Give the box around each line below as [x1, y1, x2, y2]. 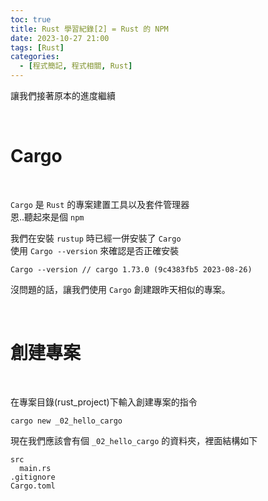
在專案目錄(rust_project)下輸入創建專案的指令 [10, 396, 198, 408]
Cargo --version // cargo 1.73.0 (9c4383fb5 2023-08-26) [10, 264, 253, 275]
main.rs [19, 463, 52, 473]
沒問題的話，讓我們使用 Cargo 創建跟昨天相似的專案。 [10, 283, 231, 295]
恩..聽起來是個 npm [10, 211, 85, 223]
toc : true [10, 14, 52, 25]
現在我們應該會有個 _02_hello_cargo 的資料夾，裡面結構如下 [10, 434, 258, 446]
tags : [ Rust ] [10, 42, 65, 53]
